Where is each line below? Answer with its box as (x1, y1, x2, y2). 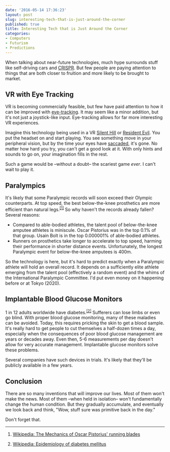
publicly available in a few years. (5, 362, 73, 369)
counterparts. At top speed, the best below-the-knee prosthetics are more (5, 200, 160, 206)
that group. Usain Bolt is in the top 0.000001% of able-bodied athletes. (12, 232, 160, 238)
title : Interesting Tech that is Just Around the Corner (5, 26, 128, 32)
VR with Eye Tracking (5, 90, 74, 99)
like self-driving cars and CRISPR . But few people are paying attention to (5, 65, 156, 71)
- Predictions (5, 45, 35, 50)
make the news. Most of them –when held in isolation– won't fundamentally (5, 396, 162, 402)
